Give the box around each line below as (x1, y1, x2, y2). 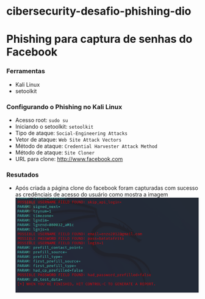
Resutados (6, 170, 39, 179)
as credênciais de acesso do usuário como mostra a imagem (15, 191, 168, 198)
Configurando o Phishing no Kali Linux (6, 103, 123, 111)
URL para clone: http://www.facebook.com (15, 155, 123, 162)
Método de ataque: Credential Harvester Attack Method (15, 142, 157, 149)
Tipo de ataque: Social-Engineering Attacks (15, 129, 128, 137)
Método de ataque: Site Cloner (15, 148, 95, 156)
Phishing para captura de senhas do (6, 32, 193, 46)
